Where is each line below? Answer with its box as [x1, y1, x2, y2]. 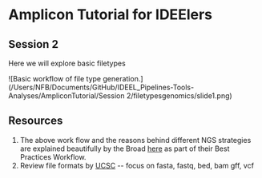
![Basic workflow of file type [8, 74, 102, 83]
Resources [8, 114, 63, 128]
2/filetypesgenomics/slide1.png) [126, 91, 232, 101]
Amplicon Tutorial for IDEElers [8, 6, 212, 24]
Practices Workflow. [19, 152, 87, 161]
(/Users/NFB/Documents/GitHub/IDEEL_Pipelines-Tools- [8, 82, 195, 92]
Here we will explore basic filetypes [8, 58, 126, 68]
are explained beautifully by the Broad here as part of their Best [19, 144, 230, 153]
